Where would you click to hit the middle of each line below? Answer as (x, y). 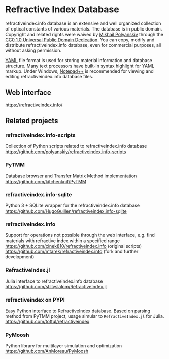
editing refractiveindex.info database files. (49, 76)
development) (20, 257)
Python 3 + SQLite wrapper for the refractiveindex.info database (73, 206)
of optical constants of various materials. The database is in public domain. (84, 28)
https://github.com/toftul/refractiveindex (47, 321)
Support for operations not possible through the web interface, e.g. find (80, 235)
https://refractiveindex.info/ (34, 105)
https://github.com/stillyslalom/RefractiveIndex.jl (56, 286)
